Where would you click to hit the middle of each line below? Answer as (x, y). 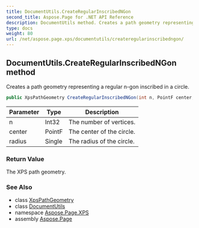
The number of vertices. (102, 122)
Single (54, 141)
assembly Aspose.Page (43, 219)
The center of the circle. (102, 131)
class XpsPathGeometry (44, 200)
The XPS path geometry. (36, 172)
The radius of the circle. (102, 141)
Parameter (24, 112)
